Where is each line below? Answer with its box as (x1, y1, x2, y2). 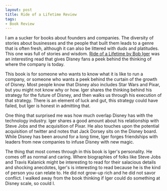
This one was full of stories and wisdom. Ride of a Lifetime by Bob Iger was (5, 51, 160, 57)
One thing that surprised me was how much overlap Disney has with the (5, 113, 153, 119)
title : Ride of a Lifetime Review (5, 12, 77, 17)
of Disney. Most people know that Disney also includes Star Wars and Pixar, (5, 82, 161, 88)
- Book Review (5, 21, 35, 26)
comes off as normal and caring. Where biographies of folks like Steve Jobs (5, 154, 161, 160)
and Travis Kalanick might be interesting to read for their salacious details (5, 159, 156, 165)
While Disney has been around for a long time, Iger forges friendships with (5, 134, 158, 140)
